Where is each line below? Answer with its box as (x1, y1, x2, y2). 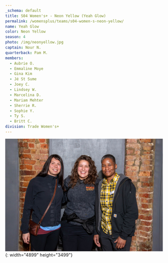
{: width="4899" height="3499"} (5, 251, 73, 257)
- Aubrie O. (9, 60, 35, 66)
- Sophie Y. (9, 108, 35, 113)
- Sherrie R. (9, 103, 37, 108)
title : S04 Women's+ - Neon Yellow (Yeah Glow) (5, 13, 106, 18)
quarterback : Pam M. (5, 50, 48, 55)
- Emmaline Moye (9, 66, 43, 71)
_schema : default (5, 8, 41, 13)
